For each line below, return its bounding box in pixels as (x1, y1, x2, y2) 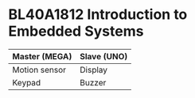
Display (79, 64, 108, 75)
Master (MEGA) (12, 51, 72, 62)
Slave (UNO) (79, 51, 128, 62)
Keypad (12, 77, 41, 88)
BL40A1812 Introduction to (8, 6, 188, 24)
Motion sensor (12, 64, 66, 75)
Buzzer (79, 77, 107, 88)
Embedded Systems (8, 22, 144, 40)
